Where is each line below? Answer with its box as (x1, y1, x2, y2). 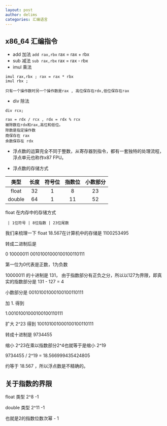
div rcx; (5, 108, 24, 113)
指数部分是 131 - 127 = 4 (14, 279, 64, 285)
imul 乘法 (12, 64, 32, 70)
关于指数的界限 (5, 379, 52, 388)
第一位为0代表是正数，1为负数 (5, 261, 68, 268)
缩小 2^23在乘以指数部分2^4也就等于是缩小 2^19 (5, 342, 107, 348)
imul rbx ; (5, 79, 28, 84)
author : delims (5, 12, 38, 17)
